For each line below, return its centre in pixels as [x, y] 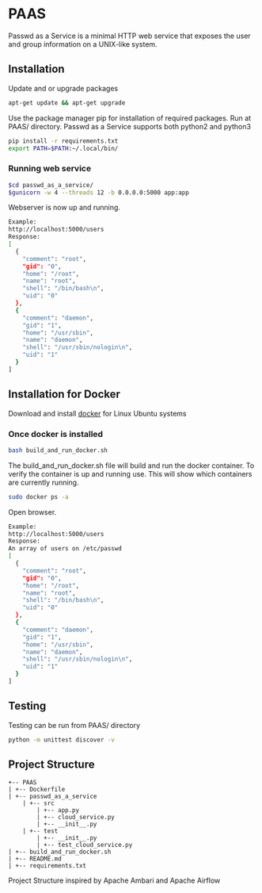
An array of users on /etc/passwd [65, 549]
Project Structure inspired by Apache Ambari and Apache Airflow [114, 880]
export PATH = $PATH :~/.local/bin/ [63, 148]
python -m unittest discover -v [61, 740]
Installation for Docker [65, 395]
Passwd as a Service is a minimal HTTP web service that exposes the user [129, 36]
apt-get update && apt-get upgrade [67, 103]
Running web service [50, 169]
